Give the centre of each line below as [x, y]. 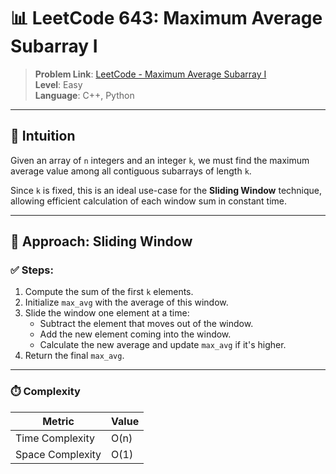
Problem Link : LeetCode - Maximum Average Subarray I [150, 74]
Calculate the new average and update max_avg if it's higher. [163, 345]
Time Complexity [55, 438]
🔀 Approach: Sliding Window [101, 241]
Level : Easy [58, 84]
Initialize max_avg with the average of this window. [126, 302]
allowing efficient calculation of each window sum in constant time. [148, 201]
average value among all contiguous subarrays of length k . [131, 171]
